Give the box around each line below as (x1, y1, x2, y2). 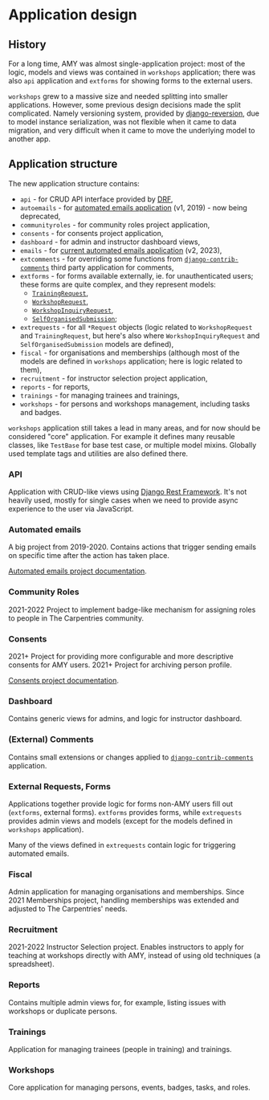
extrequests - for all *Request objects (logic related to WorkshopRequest (19, 322, 253, 332)
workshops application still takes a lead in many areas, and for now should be (8, 423, 261, 433)
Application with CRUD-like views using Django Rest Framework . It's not (8, 487, 247, 497)
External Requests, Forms (8, 780, 111, 792)
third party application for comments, (51, 263, 174, 272)
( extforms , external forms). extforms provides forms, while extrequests (8, 807, 243, 817)
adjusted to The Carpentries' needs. (8, 904, 128, 914)
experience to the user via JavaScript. (8, 504, 134, 514)
